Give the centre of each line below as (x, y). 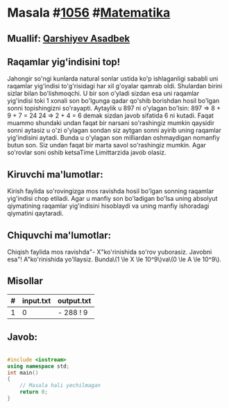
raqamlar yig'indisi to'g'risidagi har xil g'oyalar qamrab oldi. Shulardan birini (115, 86)
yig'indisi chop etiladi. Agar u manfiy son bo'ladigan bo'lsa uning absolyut (112, 199)
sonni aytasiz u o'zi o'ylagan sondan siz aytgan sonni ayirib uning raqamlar (114, 131)
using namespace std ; (39, 366)
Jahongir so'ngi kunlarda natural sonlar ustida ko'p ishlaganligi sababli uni (113, 79)
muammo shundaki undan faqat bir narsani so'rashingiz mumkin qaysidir (111, 123)
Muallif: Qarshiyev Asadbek (69, 39)
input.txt (36, 300)
